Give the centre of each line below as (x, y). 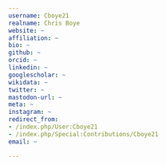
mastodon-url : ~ (35, 97)
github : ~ (25, 53)
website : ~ (26, 30)
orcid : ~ (23, 61)
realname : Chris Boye (44, 23)
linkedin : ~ (28, 68)
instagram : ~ (30, 112)
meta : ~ (21, 104)
